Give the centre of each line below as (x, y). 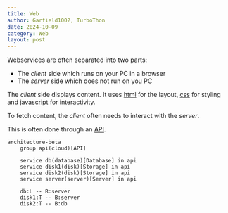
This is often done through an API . (57, 129)
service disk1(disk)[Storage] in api (75, 167)
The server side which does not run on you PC (85, 81)
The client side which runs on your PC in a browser (91, 74)
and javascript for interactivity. (51, 102)
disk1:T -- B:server (50, 198)
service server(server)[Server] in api (78, 179)
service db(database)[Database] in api (78, 161)
